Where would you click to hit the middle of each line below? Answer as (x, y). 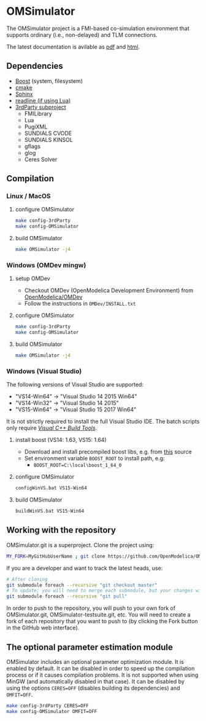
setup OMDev (32, 278)
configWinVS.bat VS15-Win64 (51, 488)
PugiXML (36, 127)
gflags (32, 146)
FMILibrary (38, 113)
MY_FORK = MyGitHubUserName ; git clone (56, 556)
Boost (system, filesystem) (49, 81)
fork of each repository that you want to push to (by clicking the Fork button (102, 621)
